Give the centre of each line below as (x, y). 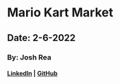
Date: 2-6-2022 (41, 38)
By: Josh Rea (29, 57)
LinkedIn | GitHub (33, 74)
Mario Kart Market (60, 13)
